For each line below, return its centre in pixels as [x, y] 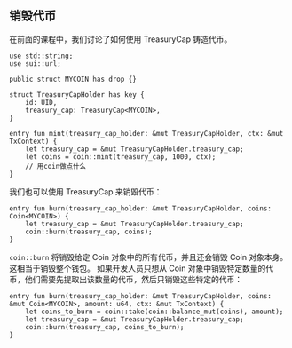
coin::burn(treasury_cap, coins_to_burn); [105, 327]
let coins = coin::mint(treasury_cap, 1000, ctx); [121, 157]
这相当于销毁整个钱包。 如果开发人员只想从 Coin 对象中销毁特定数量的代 [142, 268]
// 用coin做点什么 [56, 166]
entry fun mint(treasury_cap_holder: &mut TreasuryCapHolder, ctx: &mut [146, 133]
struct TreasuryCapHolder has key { [77, 95]
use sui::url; [36, 63]
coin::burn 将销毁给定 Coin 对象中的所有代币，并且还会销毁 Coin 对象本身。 [149, 257]
